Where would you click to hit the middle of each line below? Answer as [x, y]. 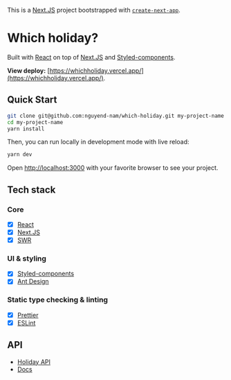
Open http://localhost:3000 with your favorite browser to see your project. [113, 168]
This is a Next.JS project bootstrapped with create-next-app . [94, 10]
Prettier [28, 315]
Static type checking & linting [58, 300]
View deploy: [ [28, 70]
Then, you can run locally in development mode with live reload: [98, 142]
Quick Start [32, 100]
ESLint [26, 322]
